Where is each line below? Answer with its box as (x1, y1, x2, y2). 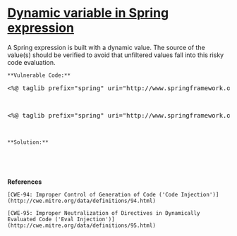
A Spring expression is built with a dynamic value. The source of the (7, 43, 206, 51)
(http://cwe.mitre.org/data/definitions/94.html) (7, 197, 157, 204)
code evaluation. (7, 58, 56, 66)
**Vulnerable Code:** (7, 72, 71, 79)
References (7, 178, 42, 186)
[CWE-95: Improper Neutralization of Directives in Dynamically (7, 209, 200, 216)
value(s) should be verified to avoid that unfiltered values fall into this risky (7, 51, 224, 59)
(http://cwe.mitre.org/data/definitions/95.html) (7, 222, 157, 229)
